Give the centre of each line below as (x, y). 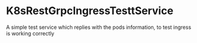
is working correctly (30, 33)
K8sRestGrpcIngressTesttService (90, 11)
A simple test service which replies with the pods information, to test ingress (99, 27)
